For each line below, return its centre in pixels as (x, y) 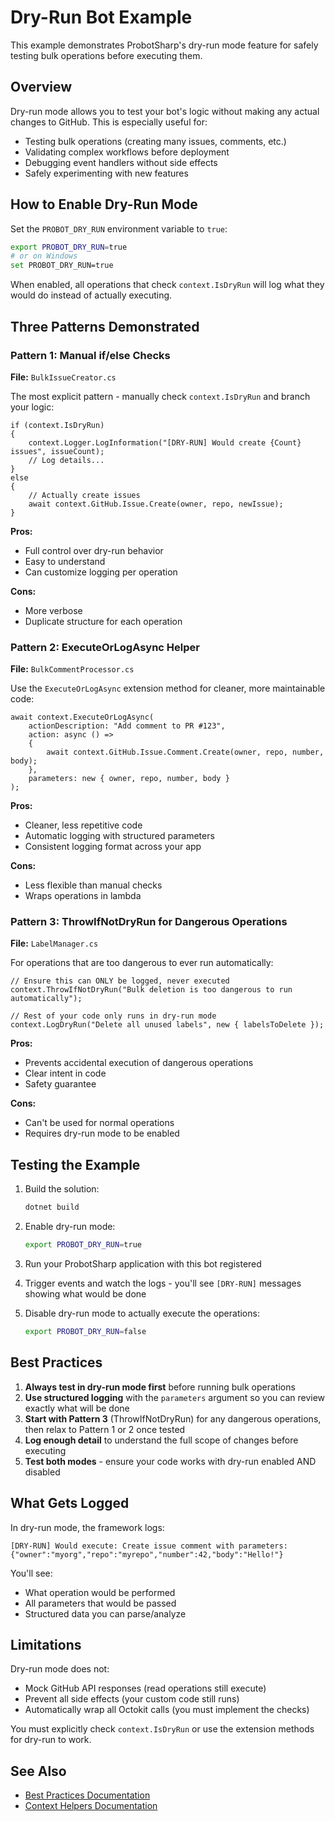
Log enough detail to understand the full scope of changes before (161, 1440)
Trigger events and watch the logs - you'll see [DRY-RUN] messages (163, 1283)
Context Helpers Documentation (91, 1806)
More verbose (53, 610)
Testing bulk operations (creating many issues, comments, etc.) (155, 141)
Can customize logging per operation (101, 572)
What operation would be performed (100, 1592)
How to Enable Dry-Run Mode (104, 204)
